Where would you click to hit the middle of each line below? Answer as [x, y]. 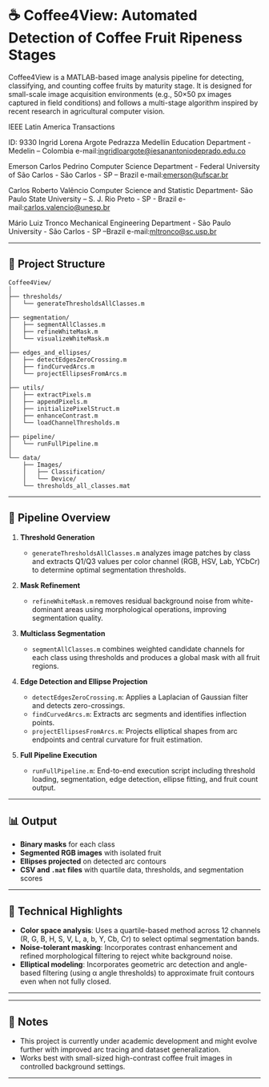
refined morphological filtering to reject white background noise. [126, 956]
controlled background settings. [72, 1067]
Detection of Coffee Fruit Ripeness [125, 38]
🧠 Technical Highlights [65, 911]
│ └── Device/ [50, 479]
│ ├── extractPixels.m [50, 395]
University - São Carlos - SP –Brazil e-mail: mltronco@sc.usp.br [112, 231]
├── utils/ [26, 388]
